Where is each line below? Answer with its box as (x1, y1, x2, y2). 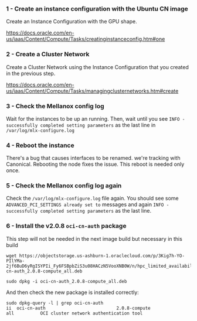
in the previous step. (6, 70, 56, 77)
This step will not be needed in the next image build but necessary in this (6, 235, 183, 242)
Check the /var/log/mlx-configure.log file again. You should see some (6, 195, 179, 202)
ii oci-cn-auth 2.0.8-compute (6, 305, 151, 311)
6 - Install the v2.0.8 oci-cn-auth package (6, 222, 127, 230)
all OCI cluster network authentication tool (6, 310, 143, 316)
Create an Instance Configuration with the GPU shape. (6, 18, 138, 25)
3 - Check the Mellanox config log (6, 102, 104, 110)
